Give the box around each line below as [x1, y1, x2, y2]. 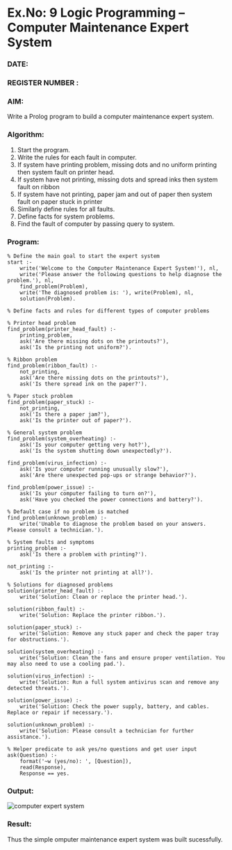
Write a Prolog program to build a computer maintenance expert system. [7, 113, 214, 121]
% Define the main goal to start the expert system [7, 252, 160, 259]
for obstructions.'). [7, 636, 70, 643]
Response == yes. [19, 770, 70, 777]
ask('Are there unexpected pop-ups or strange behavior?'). [19, 472, 197, 479]
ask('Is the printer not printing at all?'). [19, 569, 154, 576]
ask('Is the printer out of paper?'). [19, 417, 132, 424]
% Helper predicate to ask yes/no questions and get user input [7, 746, 197, 753]
